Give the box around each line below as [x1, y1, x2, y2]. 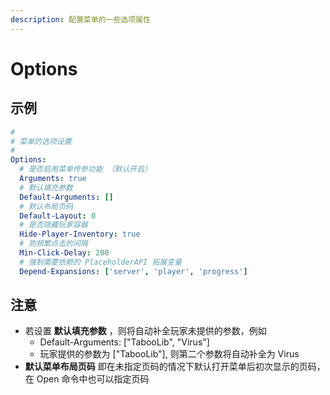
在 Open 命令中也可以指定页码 [24, 373, 150, 385]
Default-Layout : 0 [19, 211, 97, 221]
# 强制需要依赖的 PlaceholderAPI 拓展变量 [19, 257, 182, 267]
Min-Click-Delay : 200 [19, 248, 110, 258]
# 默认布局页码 [19, 201, 73, 211]
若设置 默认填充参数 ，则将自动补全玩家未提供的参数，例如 [24, 325, 267, 337]
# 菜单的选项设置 [10, 136, 72, 146]
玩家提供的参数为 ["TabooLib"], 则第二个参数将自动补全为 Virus [39, 348, 300, 360]
